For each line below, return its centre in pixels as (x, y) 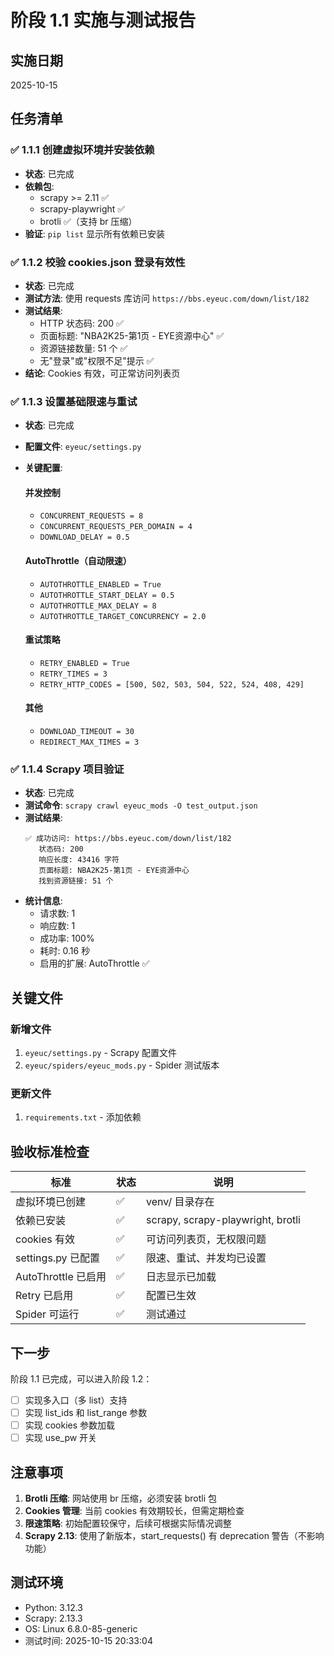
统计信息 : (43, 901)
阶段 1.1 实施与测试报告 (103, 20)
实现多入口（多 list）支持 (76, 1400)
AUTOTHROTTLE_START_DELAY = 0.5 (107, 595)
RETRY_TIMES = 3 (73, 674)
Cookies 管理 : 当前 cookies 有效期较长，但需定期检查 (134, 1511)
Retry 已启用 (44, 1296)
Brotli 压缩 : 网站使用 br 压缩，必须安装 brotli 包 (121, 1498)
